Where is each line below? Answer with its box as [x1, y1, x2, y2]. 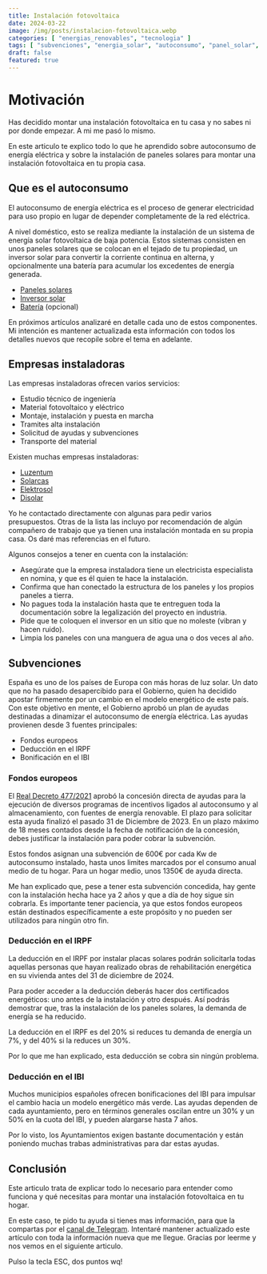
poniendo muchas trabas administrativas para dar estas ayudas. [8, 1139, 220, 1148]
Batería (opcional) [19, 302, 79, 311]
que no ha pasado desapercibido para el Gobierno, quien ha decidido [8, 686, 237, 696]
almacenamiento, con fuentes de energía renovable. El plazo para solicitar [8, 807, 253, 817]
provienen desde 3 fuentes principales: [8, 720, 137, 730]
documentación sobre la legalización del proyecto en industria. [19, 607, 228, 617]
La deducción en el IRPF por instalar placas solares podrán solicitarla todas [8, 953, 256, 963]
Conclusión [8, 1162, 67, 1176]
